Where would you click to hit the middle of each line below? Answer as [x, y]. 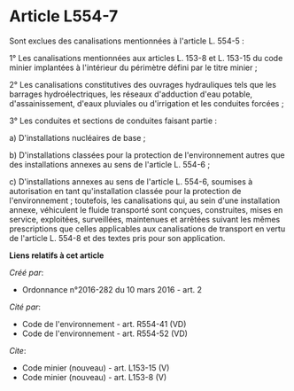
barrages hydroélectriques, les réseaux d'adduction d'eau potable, [131, 94]
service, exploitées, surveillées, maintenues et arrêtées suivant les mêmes [145, 219]
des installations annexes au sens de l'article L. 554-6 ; [110, 164]
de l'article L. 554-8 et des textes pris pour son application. [117, 238]
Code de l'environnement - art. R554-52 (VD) [105, 333]
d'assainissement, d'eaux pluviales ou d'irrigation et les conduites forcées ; [147, 103]
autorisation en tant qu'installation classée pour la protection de [125, 191]
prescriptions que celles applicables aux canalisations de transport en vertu [147, 229]
